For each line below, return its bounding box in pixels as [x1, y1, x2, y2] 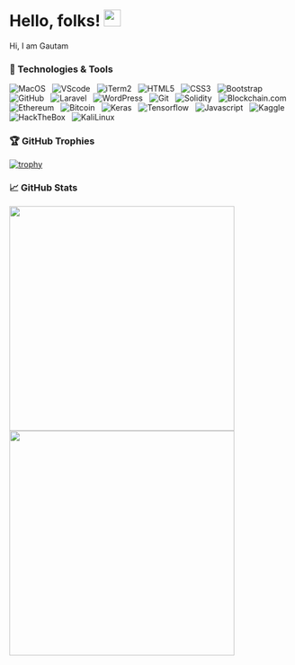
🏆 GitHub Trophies [9, 135, 95, 147]
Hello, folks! [9, 11, 101, 31]
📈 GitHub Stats [9, 182, 78, 194]
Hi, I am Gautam [9, 40, 69, 51]
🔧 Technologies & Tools [9, 63, 114, 75]
